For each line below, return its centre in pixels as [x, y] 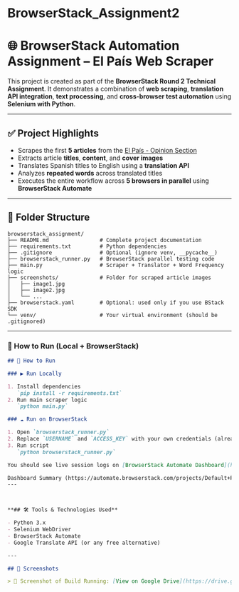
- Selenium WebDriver [39, 530]
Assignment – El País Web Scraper [111, 61]
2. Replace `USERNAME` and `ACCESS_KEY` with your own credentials [110, 439]
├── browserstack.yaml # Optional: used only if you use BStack [116, 302]
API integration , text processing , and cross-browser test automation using [119, 96]
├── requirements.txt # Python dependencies [87, 246]
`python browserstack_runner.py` [66, 452]
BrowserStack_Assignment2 [94, 13]
